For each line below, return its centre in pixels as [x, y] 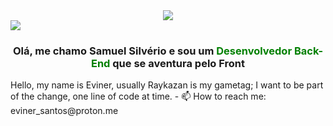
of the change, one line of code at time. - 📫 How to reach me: [138, 96]
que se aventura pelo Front [178, 63]
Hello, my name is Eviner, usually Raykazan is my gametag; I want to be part [167, 85]
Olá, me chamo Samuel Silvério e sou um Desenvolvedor [152, 51]
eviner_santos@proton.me [64, 111]
